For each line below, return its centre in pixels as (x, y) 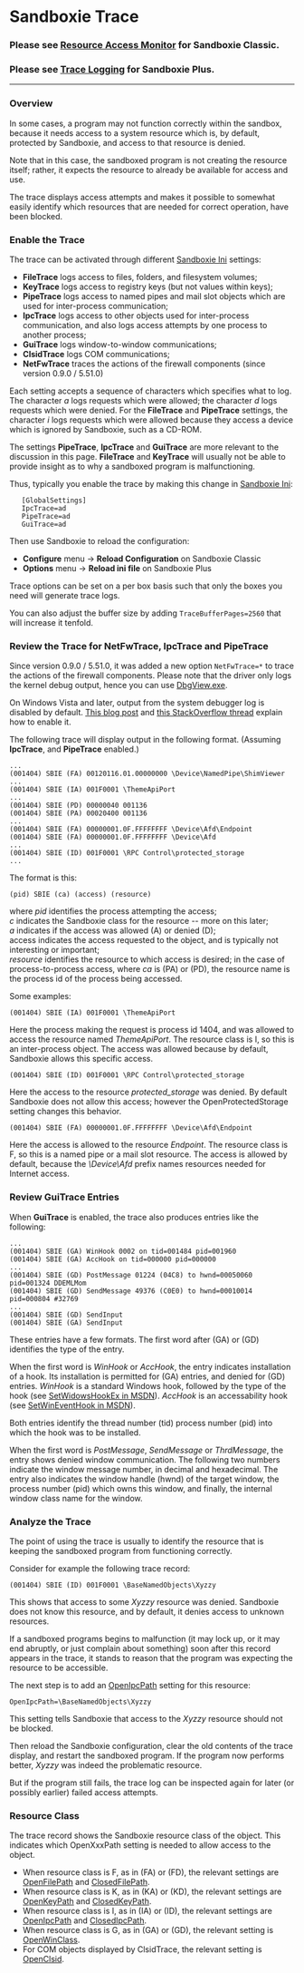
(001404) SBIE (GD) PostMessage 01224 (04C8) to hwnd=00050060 (131, 1275)
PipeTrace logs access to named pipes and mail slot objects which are (154, 296)
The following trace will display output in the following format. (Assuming (145, 740)
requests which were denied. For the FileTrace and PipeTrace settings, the (148, 410)
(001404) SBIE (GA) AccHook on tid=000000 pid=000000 (113, 1259)
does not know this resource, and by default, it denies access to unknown (147, 1611)
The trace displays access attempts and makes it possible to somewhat (142, 197)
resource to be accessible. (59, 1667)
